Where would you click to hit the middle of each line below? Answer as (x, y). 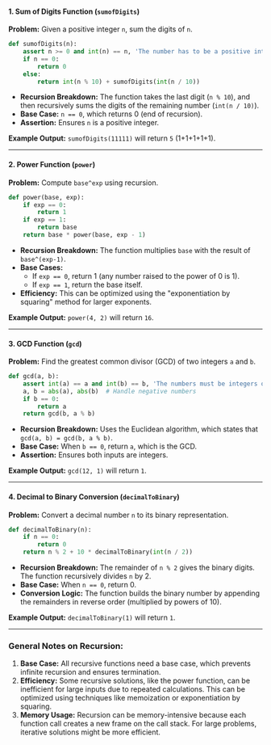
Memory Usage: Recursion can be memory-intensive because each (133, 715)
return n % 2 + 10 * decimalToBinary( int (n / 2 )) (108, 552)
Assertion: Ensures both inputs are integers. (94, 455)
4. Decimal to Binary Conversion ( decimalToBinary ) (94, 496)
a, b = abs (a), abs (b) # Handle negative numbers (110, 391)
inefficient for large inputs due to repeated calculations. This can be (133, 689)
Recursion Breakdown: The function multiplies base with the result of (135, 250)
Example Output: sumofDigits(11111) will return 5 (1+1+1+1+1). (112, 138)
